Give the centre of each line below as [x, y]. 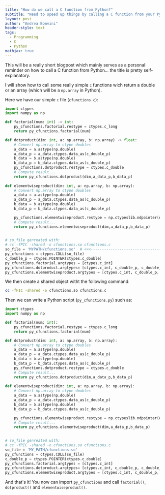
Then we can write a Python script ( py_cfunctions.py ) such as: [69, 300]
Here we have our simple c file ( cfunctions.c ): [52, 99]
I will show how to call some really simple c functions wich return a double [80, 85]
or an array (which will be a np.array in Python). [54, 90]
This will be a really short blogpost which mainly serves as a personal [75, 65]
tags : [11, 32]
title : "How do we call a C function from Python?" [59, 10]
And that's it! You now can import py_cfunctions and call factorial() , [76, 482]
